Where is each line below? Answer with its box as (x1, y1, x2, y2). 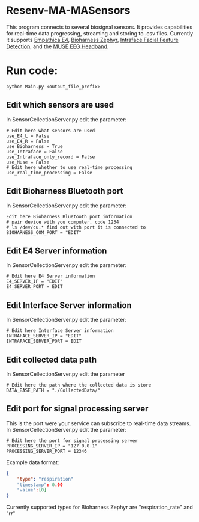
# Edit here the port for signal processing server (6, 437, 138, 444)
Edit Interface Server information (6, 300, 132, 310)
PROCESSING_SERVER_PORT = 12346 (6, 448, 87, 454)
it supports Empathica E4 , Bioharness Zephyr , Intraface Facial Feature (6, 36, 179, 43)
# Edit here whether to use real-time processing (6, 164, 133, 170)
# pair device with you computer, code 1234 (6, 219, 119, 225)
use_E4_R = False (6, 138, 50, 144)
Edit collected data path (6, 354, 97, 364)
